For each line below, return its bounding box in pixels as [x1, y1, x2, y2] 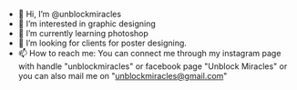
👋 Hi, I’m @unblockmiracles [17, 9, 121, 19]
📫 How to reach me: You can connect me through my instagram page [17, 48, 282, 58]
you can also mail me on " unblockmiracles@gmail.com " [17, 71, 228, 81]
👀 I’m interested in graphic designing [17, 18, 157, 29]
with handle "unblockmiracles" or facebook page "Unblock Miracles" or [17, 61, 288, 72]
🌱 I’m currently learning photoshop [17, 28, 148, 38]
